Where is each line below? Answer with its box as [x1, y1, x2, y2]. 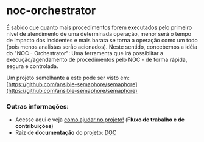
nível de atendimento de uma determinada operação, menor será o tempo [6, 30, 192, 37]
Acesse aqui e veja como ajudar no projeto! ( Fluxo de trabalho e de [15, 116, 185, 123]
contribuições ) [15, 123, 54, 130]
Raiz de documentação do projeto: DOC [15, 129, 117, 137]
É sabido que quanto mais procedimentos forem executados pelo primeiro [6, 24, 192, 31]
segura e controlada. [6, 62, 58, 70]
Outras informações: [6, 102, 69, 110]
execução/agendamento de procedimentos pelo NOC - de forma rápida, [6, 56, 188, 63]
